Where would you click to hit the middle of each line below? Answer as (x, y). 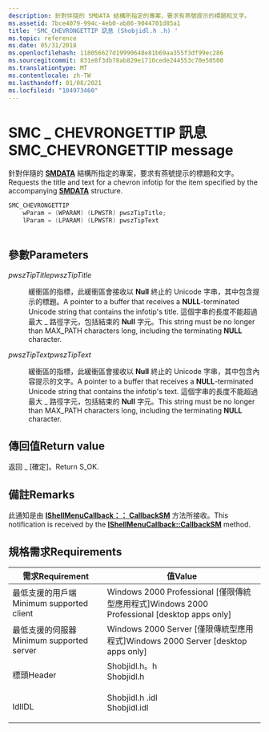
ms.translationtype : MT (48, 68)
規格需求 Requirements (65, 552)
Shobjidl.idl (128, 708)
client (23, 613)
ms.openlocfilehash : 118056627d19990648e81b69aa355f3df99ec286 (116, 53)
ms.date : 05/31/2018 (43, 46)
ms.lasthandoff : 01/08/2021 (55, 83)
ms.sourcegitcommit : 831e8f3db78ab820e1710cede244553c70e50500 (116, 61)
